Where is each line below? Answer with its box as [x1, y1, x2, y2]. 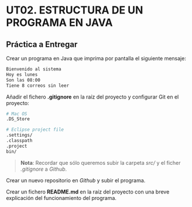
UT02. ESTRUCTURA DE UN [6, 4, 143, 17]
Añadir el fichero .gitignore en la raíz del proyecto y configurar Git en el [6, 93, 179, 100]
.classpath [6, 138, 33, 144]
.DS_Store [6, 116, 30, 122]
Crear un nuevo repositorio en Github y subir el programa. [6, 177, 146, 184]
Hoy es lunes [6, 72, 38, 77]
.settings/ [6, 133, 33, 138]
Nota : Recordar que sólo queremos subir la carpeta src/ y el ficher [20, 159, 181, 166]
